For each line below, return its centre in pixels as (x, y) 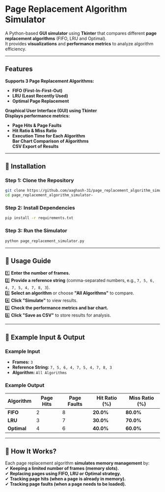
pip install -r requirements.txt (39, 218)
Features (19, 69)
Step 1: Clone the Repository (40, 180)
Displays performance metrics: (38, 116)
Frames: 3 (23, 362)
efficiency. (16, 49)
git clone (15, 191)
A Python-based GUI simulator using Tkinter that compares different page (81, 33)
